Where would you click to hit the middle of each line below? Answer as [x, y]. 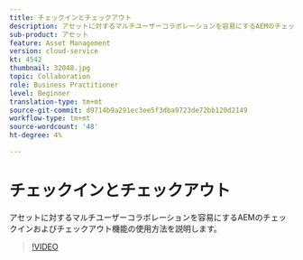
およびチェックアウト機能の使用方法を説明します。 [128, 228]
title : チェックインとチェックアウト [71, 18]
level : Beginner [40, 93]
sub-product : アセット [49, 34]
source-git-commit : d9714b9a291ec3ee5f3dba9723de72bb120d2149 [129, 110]
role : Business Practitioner [64, 85]
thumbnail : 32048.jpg [50, 69]
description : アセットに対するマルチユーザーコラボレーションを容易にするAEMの [142, 26]
